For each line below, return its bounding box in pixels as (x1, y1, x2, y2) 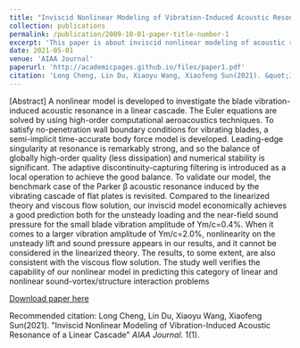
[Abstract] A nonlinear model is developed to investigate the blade (9, 95, 253, 106)
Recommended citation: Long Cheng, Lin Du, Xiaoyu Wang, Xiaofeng (9, 310, 262, 321)
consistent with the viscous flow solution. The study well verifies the (9, 256, 261, 268)
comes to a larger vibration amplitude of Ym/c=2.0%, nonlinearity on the (9, 228, 276, 239)
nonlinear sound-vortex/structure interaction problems (9, 276, 210, 286)
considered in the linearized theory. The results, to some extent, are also (9, 247, 276, 258)
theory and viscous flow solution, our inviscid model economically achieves (9, 200, 287, 211)
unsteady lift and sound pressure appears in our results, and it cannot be (9, 237, 277, 248)
